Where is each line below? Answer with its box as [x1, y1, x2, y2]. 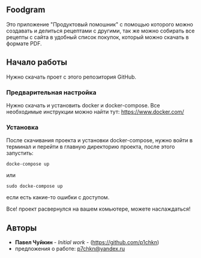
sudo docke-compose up [6, 183, 63, 190]
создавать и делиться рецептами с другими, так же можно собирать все [6, 27, 195, 34]
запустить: [6, 149, 34, 157]
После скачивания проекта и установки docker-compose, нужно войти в [6, 137, 193, 144]
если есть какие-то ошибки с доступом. [6, 194, 110, 201]
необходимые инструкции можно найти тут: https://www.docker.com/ [6, 108, 184, 115]
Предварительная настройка [6, 88, 97, 97]
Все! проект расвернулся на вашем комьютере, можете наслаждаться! [6, 205, 191, 212]
